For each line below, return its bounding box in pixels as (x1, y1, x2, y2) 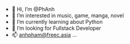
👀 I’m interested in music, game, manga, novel (11, 12, 124, 19)
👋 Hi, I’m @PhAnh (11, 6, 55, 12)
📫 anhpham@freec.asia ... (11, 32, 77, 38)
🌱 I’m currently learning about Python (11, 18, 103, 25)
